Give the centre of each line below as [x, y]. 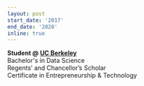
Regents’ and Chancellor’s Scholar [57, 68]
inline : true [26, 33]
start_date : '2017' [36, 20]
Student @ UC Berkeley [42, 53]
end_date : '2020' [33, 27]
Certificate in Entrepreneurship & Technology [72, 76]
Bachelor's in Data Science [46, 61]
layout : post [26, 14]
